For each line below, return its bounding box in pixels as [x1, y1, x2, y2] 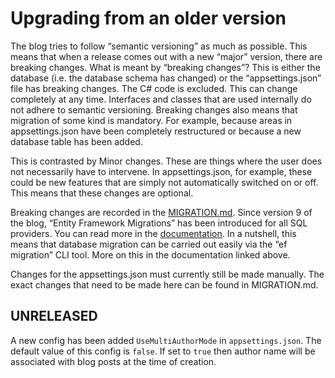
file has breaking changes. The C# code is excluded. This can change [10, 82, 298, 94]
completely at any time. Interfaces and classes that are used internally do [10, 93, 312, 105]
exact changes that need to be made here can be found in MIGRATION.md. [10, 278, 319, 291]
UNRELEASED [10, 308, 98, 325]
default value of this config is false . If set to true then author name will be [10, 345, 316, 357]
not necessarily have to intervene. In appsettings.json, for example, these [10, 165, 313, 177]
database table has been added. [10, 135, 143, 147]
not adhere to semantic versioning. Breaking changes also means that [10, 103, 298, 116]
